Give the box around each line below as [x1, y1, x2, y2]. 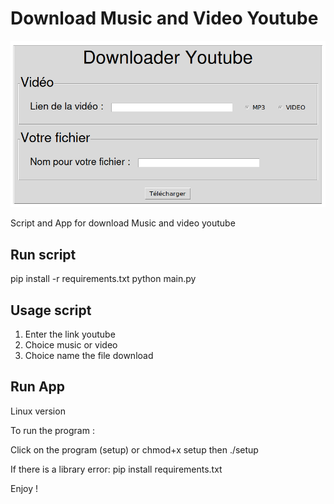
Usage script [10, 302, 92, 319]
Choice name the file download [24, 350, 154, 362]
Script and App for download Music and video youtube [10, 217, 236, 229]
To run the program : [10, 424, 95, 436]
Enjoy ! [10, 482, 39, 494]
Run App [10, 378, 66, 396]
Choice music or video [24, 339, 118, 351]
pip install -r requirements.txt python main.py [10, 273, 197, 285]
